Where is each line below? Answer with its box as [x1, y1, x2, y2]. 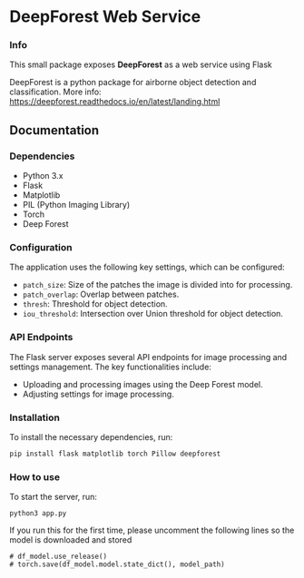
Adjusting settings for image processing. [22, 388, 174, 399]
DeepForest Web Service [9, 6, 201, 27]
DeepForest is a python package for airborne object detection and [9, 77, 257, 88]
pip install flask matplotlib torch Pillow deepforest [9, 449, 221, 459]
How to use [9, 470, 61, 483]
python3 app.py [9, 509, 67, 518]
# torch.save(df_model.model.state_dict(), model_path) [9, 560, 225, 569]
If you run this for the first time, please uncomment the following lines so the [9, 524, 295, 536]
